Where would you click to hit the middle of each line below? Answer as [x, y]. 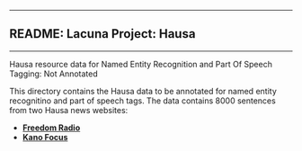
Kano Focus [45, 137]
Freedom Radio [51, 128]
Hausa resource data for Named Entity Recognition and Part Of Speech [141, 64]
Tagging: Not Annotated [54, 74]
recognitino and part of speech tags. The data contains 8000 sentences [142, 101]
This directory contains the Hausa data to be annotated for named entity [143, 91]
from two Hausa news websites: [69, 110]
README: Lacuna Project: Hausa [102, 34]
